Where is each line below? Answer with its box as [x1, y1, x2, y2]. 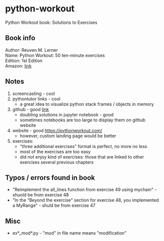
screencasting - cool [12, 90, 55, 96]
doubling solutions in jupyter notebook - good [19, 111, 114, 117]
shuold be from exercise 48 [12, 192, 69, 198]
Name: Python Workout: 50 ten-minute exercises [5, 52, 105, 58]
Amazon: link [5, 63, 32, 69]
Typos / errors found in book [5, 173, 95, 182]
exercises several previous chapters [19, 159, 94, 165]
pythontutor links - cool [12, 95, 61, 102]
